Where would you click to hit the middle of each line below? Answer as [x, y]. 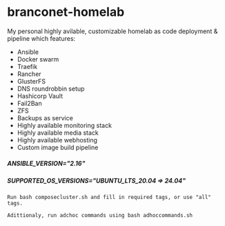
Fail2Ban [30, 103]
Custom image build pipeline [58, 147]
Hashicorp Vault [40, 96]
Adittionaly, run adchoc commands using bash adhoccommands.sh [100, 216]
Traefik [27, 66]
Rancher [29, 74]
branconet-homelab [66, 12]
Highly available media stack [58, 133]
